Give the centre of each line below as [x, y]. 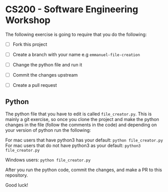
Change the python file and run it [47, 65]
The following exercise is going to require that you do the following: [76, 34]
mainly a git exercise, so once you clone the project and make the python [82, 119]
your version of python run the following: [48, 130]
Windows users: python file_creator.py [48, 160]
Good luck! [17, 185]
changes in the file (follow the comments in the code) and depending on [81, 125]
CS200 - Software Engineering [72, 9]
